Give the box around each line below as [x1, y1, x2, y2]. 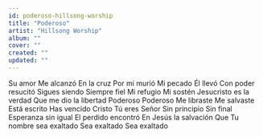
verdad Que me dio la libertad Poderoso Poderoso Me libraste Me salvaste [8, 95, 255, 105]
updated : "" [8, 57, 48, 65]
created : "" [8, 49, 48, 57]
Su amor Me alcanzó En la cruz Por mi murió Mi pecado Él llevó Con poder [8, 78, 255, 88]
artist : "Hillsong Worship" [8, 26, 103, 34]
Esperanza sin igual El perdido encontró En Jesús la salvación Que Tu [8, 112, 240, 122]
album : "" [8, 34, 42, 42]
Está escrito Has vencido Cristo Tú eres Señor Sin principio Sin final [8, 103, 232, 113]
